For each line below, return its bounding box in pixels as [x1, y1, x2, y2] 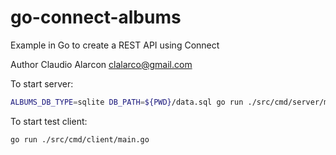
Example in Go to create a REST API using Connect [10, 39, 220, 51]
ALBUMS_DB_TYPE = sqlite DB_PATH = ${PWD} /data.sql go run [10, 97, 244, 107]
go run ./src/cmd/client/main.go [10, 134, 150, 145]
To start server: [10, 77, 74, 90]
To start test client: [10, 115, 88, 127]
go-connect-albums [10, 6, 182, 29]
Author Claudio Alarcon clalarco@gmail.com [10, 58, 193, 70]
